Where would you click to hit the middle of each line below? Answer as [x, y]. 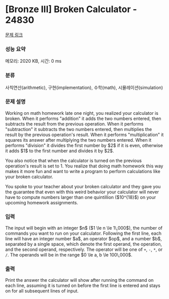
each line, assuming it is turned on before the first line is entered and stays [83, 286]
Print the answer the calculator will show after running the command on [79, 280]
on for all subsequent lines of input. [42, 291]
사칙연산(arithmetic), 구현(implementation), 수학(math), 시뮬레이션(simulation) [84, 88]
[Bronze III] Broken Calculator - [71, 9]
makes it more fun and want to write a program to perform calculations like [83, 171]
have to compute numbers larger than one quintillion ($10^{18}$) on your [81, 197]
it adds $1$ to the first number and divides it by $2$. [60, 151]
